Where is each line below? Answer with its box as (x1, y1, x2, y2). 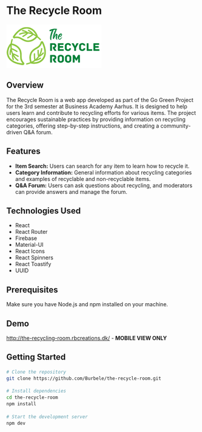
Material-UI (15, 241, 44, 249)
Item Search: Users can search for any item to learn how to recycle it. (15, 162, 190, 170)
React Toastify (15, 261, 52, 268)
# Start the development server (6, 414, 88, 420)
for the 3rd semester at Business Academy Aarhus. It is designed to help (6, 103, 188, 110)
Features (6, 146, 41, 157)
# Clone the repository (6, 369, 67, 375)
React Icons (15, 247, 45, 255)
